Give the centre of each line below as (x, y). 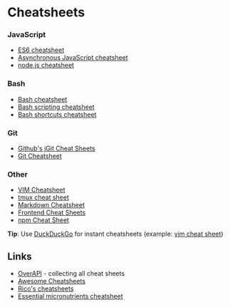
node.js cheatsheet (46, 66)
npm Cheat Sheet (43, 220)
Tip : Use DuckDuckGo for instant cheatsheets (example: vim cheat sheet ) (115, 234)
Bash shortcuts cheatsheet (57, 114)
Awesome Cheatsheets (51, 281)
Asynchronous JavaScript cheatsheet (73, 58)
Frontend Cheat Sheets (52, 213)
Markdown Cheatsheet (51, 205)
